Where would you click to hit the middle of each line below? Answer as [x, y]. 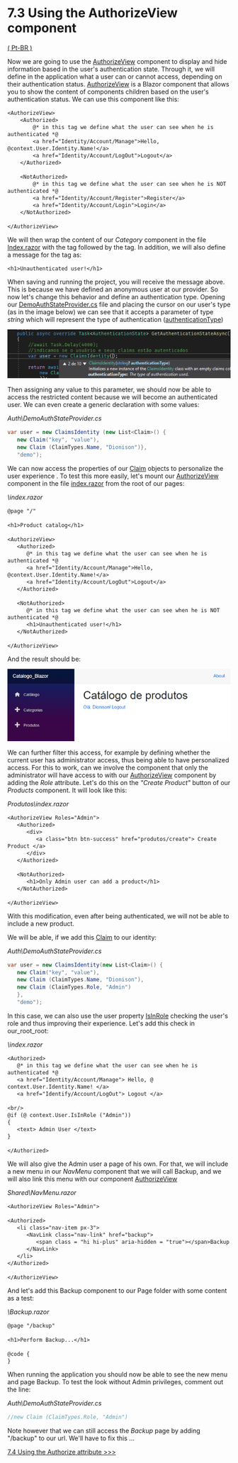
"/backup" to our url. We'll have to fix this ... [71, 1438]
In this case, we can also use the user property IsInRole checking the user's [118, 1016]
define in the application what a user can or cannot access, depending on [115, 77]
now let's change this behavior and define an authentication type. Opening [116, 296]
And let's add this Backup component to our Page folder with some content [117, 1290]
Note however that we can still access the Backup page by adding [104, 1430]
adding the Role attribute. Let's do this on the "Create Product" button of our [119, 782]
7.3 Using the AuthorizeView [93, 13]
